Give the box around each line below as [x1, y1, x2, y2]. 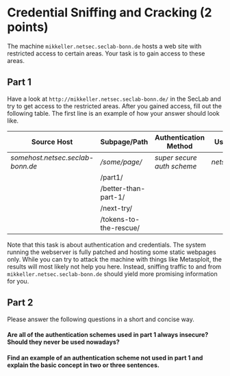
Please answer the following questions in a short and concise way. [7, 315, 195, 323]
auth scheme [155, 161, 197, 171]
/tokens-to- [100, 214, 140, 224]
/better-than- [100, 184, 146, 193]
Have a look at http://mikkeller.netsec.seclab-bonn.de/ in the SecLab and [7, 95, 221, 103]
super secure [155, 153, 197, 162]
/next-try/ [100, 203, 133, 213]
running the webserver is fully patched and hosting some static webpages [7, 248, 217, 256]
